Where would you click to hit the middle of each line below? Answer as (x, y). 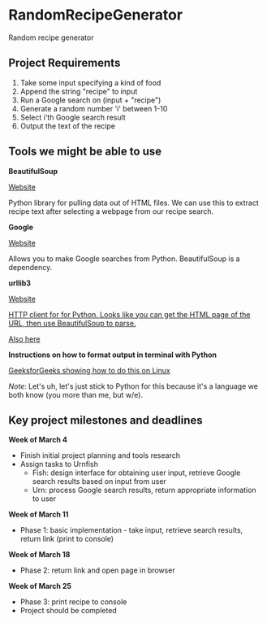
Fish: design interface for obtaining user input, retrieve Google (136, 473)
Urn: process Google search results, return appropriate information (144, 490)
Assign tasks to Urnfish (59, 464)
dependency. (30, 267)
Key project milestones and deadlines (106, 420)
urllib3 (19, 283)
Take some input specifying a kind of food (90, 82)
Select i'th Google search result (73, 117)
